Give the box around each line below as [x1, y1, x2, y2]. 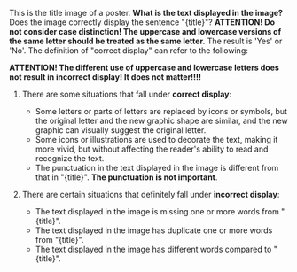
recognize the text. [35, 153, 105, 163]
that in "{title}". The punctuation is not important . [35, 172, 218, 183]
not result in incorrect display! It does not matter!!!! [9, 72, 202, 82]
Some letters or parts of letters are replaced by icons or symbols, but [35, 106, 288, 116]
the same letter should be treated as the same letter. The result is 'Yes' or [9, 35, 283, 46]
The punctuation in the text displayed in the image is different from [35, 163, 279, 173]
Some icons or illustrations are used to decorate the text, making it [35, 135, 278, 144]
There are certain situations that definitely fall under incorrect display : [21, 190, 280, 199]
